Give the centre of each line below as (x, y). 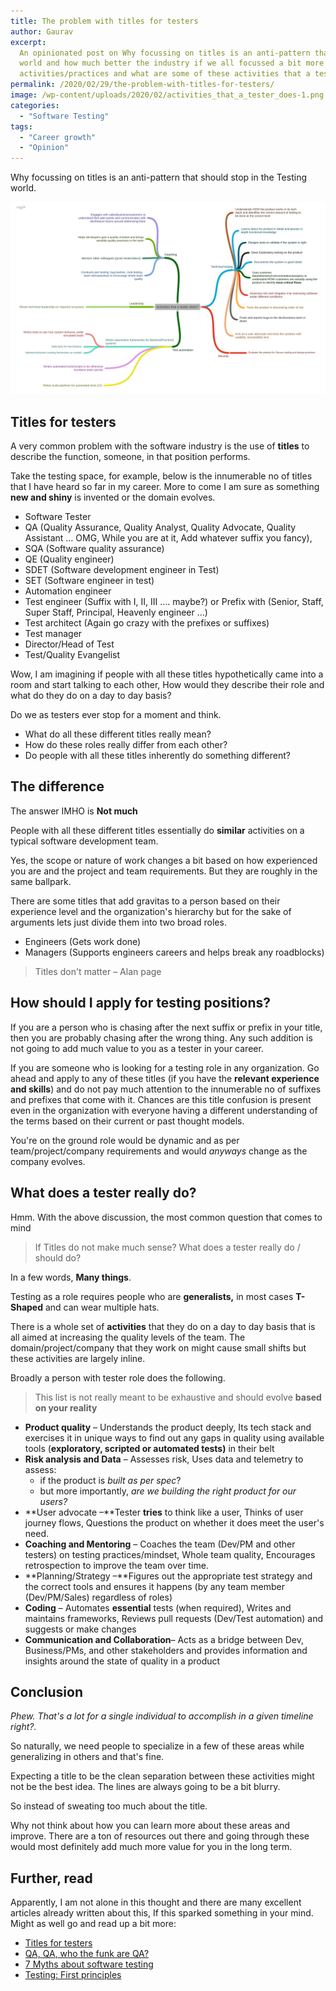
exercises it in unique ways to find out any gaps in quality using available (174, 1437)
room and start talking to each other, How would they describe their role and (167, 685)
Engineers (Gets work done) (83, 941)
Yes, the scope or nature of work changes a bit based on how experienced (164, 860)
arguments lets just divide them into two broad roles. (118, 922)
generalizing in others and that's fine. (87, 1757)
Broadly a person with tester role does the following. (118, 1377)
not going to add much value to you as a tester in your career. (137, 1048)
